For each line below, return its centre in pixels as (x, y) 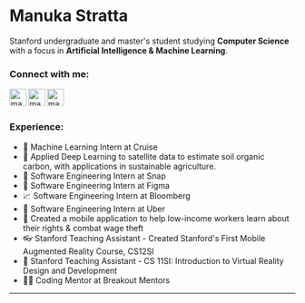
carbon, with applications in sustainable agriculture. (119, 166)
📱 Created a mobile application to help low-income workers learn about (156, 218)
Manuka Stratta (69, 16)
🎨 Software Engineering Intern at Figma (96, 185)
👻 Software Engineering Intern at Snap (94, 176)
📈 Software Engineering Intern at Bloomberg (106, 195)
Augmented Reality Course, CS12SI (88, 251)
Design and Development (70, 270)
